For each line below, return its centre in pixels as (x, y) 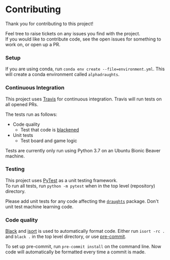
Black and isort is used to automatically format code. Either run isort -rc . (85, 231)
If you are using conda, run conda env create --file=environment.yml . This (85, 69)
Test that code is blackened (50, 130)
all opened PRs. (22, 104)
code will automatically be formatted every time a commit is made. (76, 252)
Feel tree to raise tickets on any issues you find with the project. (73, 33)
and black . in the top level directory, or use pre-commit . (66, 236)
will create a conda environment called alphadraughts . (62, 74)
